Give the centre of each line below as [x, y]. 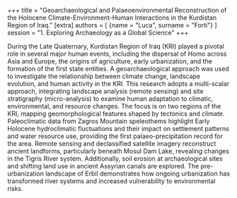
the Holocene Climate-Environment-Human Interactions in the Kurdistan [112, 18]
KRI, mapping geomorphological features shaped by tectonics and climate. [116, 113]
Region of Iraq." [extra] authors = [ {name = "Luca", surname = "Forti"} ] [112, 25]
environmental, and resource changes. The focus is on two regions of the [114, 106]
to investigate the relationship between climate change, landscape [104, 76]
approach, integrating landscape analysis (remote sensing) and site [105, 91]
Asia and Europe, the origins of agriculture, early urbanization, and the [110, 61]
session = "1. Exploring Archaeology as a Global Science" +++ [98, 32]
